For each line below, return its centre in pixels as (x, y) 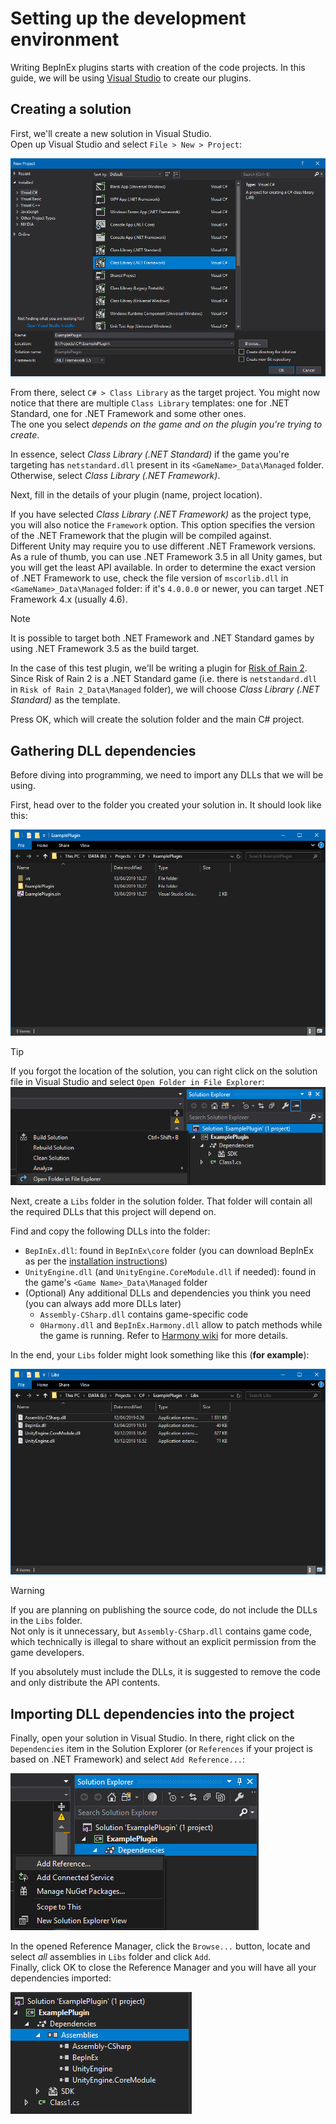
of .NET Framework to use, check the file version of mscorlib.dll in (149, 578)
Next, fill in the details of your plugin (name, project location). (136, 495)
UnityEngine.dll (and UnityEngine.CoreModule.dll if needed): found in (170, 1271)
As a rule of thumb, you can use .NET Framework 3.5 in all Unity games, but (166, 557)
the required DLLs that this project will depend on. (113, 1211)
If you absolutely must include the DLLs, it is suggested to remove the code (165, 1672)
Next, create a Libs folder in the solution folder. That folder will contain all (161, 1201)
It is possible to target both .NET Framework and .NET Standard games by (162, 638)
